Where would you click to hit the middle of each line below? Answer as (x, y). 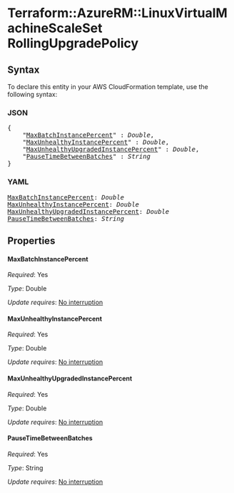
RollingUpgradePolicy (73, 43)
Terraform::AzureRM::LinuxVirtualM (118, 13)
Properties (31, 240)
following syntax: (32, 94)
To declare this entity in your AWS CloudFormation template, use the (108, 87)
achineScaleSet (55, 28)
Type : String (25, 467)
